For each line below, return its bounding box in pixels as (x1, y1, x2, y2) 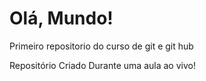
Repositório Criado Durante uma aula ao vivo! (9, 59, 196, 71)
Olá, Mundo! (9, 7, 114, 30)
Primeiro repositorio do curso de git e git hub (9, 40, 194, 52)
